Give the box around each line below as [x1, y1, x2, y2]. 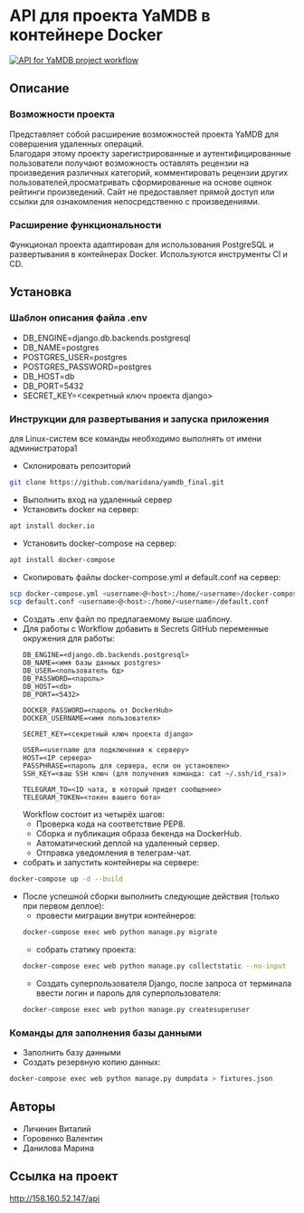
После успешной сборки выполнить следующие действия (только [22, 891, 280, 902]
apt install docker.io [9, 521, 95, 530]
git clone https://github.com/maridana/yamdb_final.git [9, 477, 224, 487]
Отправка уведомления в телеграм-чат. [35, 847, 192, 858]
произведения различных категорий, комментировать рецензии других [9, 167, 289, 177]
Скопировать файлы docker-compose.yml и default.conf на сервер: [22, 571, 281, 582]
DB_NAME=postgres [22, 341, 100, 353]
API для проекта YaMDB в [9, 5, 211, 26]
